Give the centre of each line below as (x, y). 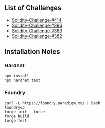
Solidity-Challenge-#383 (37, 31)
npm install (17, 76)
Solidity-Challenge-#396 (37, 25)
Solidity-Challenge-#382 (37, 36)
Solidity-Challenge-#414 (37, 20)
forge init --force (25, 112)
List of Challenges (33, 8)
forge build (17, 116)
